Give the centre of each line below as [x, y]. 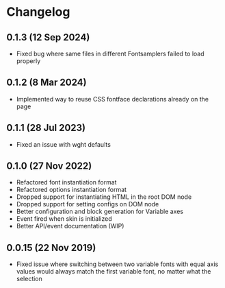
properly [28, 61]
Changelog [38, 12]
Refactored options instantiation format [71, 190]
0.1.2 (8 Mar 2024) [47, 83]
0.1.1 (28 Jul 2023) [46, 128]
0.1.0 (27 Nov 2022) [49, 166]
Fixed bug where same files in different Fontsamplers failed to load [110, 53]
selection [29, 279]
